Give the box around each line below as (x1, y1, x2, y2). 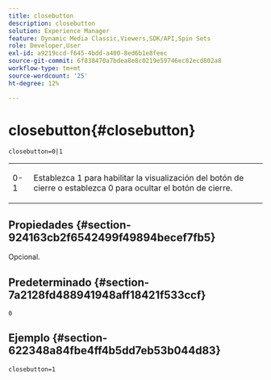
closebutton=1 (8, 365, 56, 374)
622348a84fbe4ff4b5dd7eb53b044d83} (8, 344, 222, 357)
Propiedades (8, 218, 74, 232)
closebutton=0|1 (8, 148, 63, 156)
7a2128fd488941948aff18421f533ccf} (8, 288, 206, 302)
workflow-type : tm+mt (8, 65, 81, 73)
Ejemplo (8, 332, 50, 345)
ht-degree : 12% (8, 79, 60, 87)
